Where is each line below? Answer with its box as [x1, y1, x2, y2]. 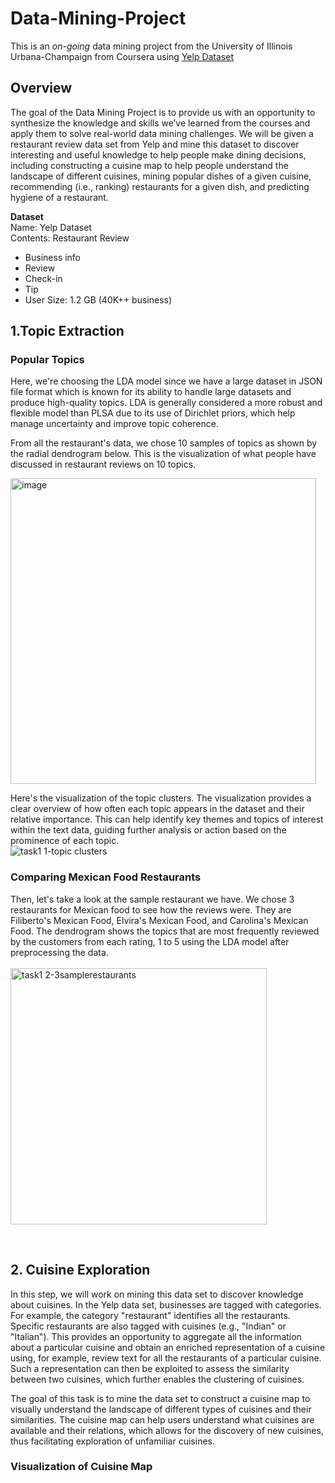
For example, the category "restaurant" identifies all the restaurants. [10, 1309, 291, 1321]
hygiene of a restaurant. [10, 191, 109, 203]
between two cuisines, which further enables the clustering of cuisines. [10, 1373, 305, 1385]
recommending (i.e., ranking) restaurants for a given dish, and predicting [10, 180, 310, 192]
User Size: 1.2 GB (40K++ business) [24, 293, 173, 306]
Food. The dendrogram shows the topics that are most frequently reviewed [10, 925, 320, 937]
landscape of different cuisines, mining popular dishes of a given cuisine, [10, 170, 312, 182]
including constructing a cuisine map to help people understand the [10, 159, 289, 171]
